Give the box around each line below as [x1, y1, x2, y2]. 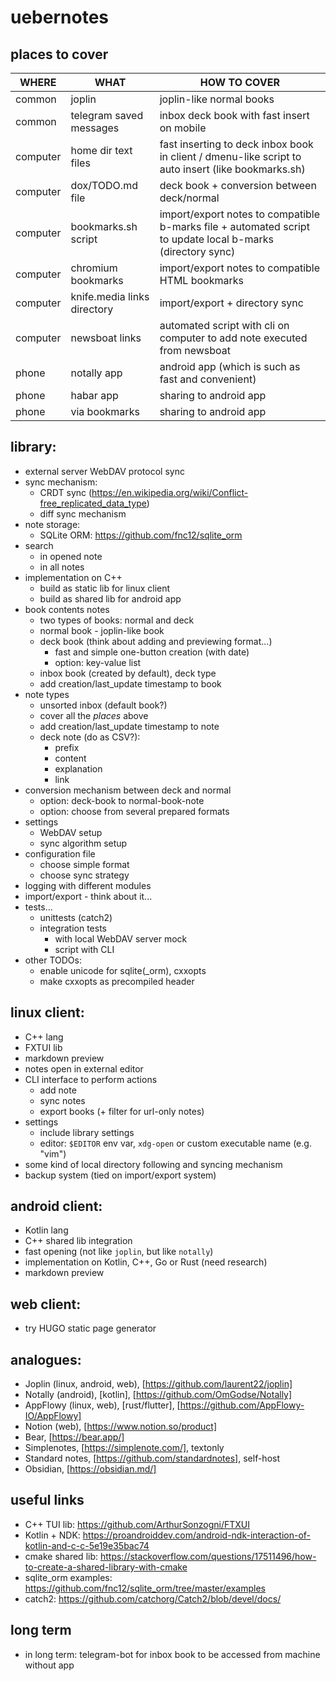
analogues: [10, 1351, 82, 1368]
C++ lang [24, 1031, 64, 1043]
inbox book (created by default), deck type [39, 667, 217, 679]
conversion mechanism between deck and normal [24, 784, 232, 796]
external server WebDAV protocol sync [24, 465, 185, 477]
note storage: [24, 518, 81, 530]
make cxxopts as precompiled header [39, 975, 195, 987]
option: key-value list [54, 656, 142, 668]
